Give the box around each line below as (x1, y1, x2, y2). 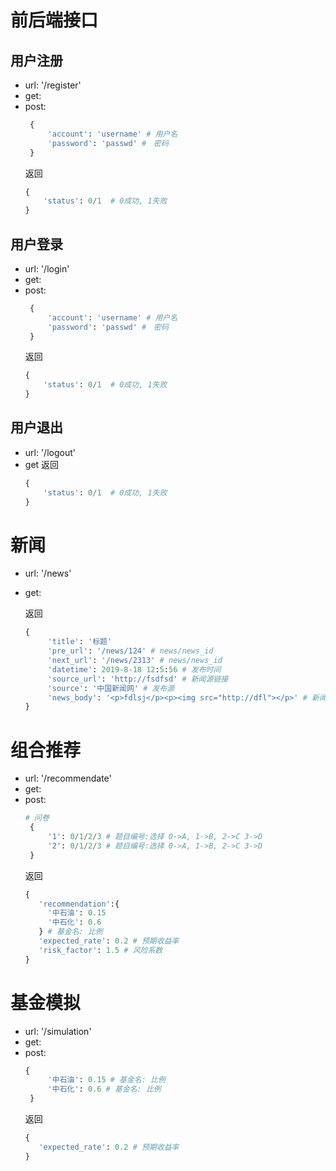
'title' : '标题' (47, 637, 113, 647)
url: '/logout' (24, 446, 76, 458)
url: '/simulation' (24, 1025, 92, 1037)
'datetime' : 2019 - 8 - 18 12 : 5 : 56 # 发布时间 (47, 664, 222, 675)
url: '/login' (24, 262, 70, 275)
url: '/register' (24, 79, 82, 91)
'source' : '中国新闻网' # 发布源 (47, 683, 175, 693)
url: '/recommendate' (24, 772, 112, 785)
